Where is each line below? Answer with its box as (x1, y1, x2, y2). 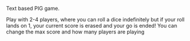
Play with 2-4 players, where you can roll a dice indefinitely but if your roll (6, 16, 185, 23)
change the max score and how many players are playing (6, 28, 145, 35)
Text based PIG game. (6, 5, 60, 12)
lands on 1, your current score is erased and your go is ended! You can (6, 23, 178, 29)
